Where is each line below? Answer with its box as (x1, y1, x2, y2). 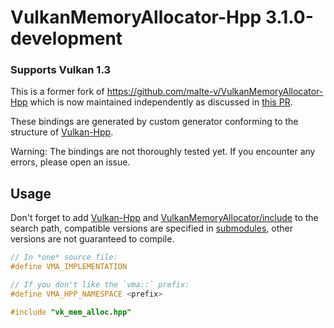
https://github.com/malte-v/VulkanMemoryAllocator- (106, 86, 324, 98)
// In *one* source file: (10, 252, 118, 263)
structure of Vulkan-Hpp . (10, 126, 114, 138)
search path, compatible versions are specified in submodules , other (10, 222, 293, 235)
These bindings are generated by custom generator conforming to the (10, 116, 299, 128)
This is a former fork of (10, 86, 105, 98)
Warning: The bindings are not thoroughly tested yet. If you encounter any (10, 146, 316, 158)
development (10, 27, 123, 50)
